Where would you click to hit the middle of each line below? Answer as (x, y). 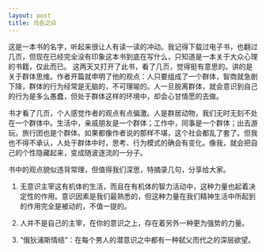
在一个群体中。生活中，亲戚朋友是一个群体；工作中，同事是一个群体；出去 (129, 123)
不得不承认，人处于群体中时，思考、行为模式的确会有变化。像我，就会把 (133, 143)
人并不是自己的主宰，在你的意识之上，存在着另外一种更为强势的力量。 (134, 223)
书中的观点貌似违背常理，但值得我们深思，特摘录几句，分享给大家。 (119, 169)
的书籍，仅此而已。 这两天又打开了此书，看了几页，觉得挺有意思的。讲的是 (131, 66)
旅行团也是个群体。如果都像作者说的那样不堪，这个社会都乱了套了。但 (136, 132)
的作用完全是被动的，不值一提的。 (75, 206)
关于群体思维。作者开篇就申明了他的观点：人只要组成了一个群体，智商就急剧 (133, 76)
